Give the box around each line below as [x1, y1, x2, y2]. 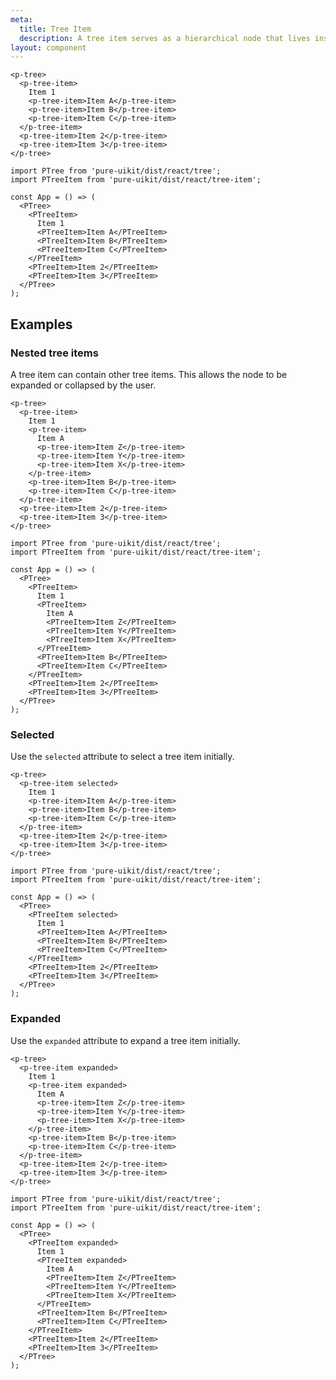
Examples [10, 316, 73, 333]
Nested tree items [10, 346, 99, 360]
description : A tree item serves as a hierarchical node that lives [19, 33, 311, 43]
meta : [10, 14, 33, 25]
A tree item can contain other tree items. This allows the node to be [10, 368, 288, 380]
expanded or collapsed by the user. [10, 379, 157, 391]
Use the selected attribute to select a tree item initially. [10, 751, 235, 763]
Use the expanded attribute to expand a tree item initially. [10, 1034, 241, 1046]
